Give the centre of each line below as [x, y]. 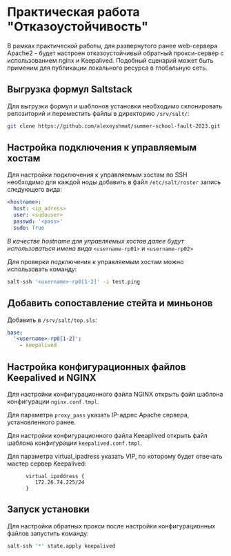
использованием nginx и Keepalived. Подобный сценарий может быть [110, 60]
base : [15, 332]
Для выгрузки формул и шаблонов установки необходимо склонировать [115, 106]
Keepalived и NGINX [52, 378]
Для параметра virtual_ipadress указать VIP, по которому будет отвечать [115, 456]
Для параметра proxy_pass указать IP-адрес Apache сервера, [98, 415]
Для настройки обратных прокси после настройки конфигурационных [111, 526]
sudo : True [29, 228]
